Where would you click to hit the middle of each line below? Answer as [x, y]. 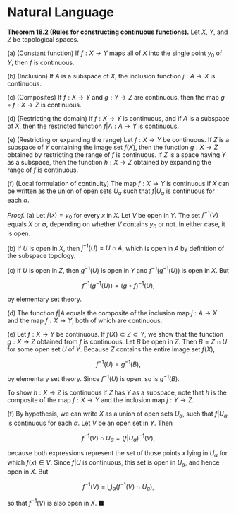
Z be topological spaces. [43, 39]
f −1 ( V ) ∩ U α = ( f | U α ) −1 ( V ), [118, 438]
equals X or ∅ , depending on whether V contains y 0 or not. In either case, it [116, 225]
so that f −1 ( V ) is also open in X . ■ [56, 503]
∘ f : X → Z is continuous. [44, 105]
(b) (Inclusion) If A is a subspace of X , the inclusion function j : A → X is [111, 76]
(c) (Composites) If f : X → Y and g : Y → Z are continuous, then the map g [116, 97]
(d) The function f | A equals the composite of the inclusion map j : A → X [112, 313]
